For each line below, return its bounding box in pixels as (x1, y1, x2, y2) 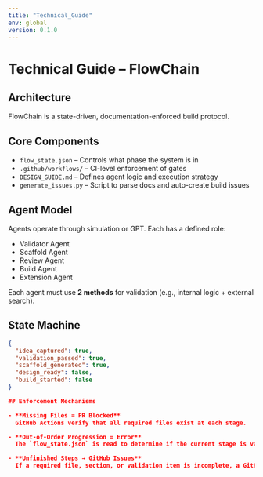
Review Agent (19, 256, 65, 265)
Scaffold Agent (19, 248, 68, 257)
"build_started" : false (15, 376, 92, 384)
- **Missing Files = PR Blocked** (8, 411, 121, 420)
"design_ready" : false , (15, 369, 92, 377)
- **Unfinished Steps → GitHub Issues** (8, 454, 142, 463)
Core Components (8, 134, 99, 147)
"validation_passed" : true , (15, 354, 107, 362)
